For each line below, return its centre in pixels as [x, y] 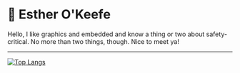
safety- [216, 34]
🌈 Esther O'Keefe [59, 15]
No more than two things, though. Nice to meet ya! [105, 41]
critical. [19, 41]
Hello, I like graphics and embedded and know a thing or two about [106, 34]
